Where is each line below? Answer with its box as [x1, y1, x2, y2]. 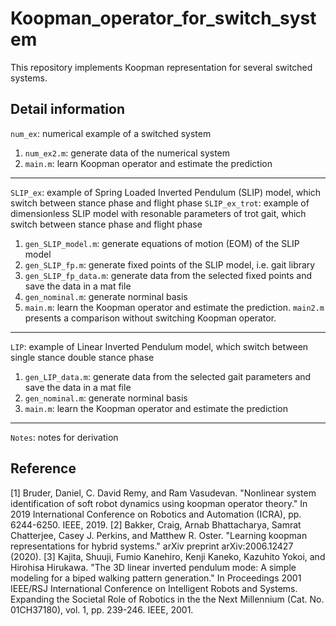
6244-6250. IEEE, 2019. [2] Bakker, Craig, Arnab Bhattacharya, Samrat [10, 518, 302, 531]
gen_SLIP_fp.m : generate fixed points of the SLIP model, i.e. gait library [24, 258, 316, 271]
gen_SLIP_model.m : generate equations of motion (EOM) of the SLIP [24, 237, 300, 249]
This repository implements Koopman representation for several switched [10, 61, 313, 73]
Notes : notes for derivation [10, 431, 119, 443]
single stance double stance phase [10, 351, 155, 363]
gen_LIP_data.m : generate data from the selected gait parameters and [24, 370, 312, 382]
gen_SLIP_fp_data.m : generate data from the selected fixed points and [24, 269, 313, 281]
